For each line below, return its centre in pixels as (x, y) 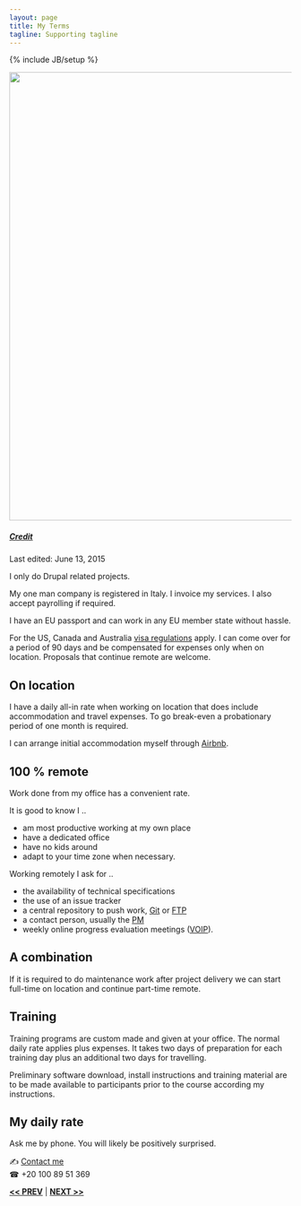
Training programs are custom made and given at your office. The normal (145, 1038)
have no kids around (60, 846)
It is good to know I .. (48, 810)
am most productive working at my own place (106, 828)
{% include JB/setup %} (54, 60)
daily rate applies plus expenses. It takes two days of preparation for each (146, 1048)
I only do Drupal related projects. (70, 577)
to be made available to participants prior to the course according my (137, 1084)
